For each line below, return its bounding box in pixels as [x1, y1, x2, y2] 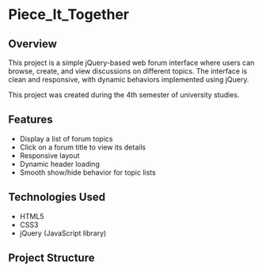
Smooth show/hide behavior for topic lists [19, 168, 156, 177]
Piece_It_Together [8, 6, 129, 24]
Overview [8, 37, 58, 51]
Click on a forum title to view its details [19, 142, 146, 152]
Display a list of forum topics [19, 134, 113, 143]
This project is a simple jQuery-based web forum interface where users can [8, 58, 255, 67]
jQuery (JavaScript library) [19, 228, 107, 238]
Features [8, 113, 53, 127]
